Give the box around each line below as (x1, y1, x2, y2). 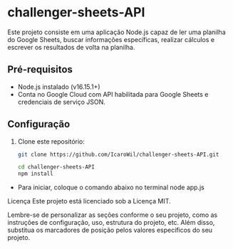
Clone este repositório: (17, 137, 86, 146)
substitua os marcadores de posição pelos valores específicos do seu (7, 226, 212, 235)
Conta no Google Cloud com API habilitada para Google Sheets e (17, 90, 209, 98)
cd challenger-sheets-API (17, 164, 95, 171)
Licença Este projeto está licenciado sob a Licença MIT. (7, 197, 171, 206)
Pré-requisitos (7, 63, 73, 75)
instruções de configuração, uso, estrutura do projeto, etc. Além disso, (7, 218, 215, 227)
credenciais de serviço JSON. (17, 97, 105, 106)
